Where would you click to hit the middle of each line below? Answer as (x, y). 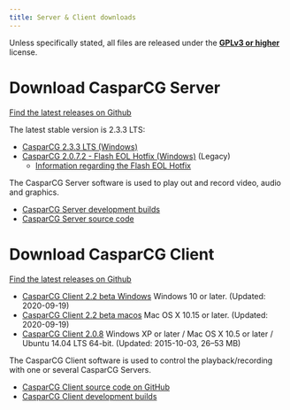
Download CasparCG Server (115, 87)
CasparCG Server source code (78, 219)
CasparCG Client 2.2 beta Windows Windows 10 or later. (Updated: (144, 296)
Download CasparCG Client (112, 254)
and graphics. (34, 192)
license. (23, 52)
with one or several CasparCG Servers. (80, 369)
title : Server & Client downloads (73, 17)
